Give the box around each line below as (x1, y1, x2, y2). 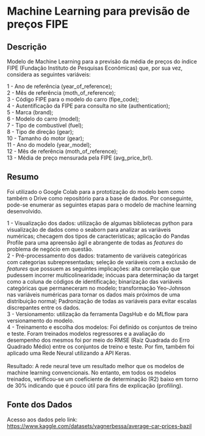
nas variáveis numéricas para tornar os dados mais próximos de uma (7, 290, 181, 298)
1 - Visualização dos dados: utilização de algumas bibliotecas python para (7, 219, 193, 227)
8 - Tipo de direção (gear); (7, 128, 74, 135)
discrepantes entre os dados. (7, 304, 81, 311)
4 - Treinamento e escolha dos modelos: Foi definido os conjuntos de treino (7, 323, 198, 331)
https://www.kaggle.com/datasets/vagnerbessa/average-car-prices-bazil (7, 422, 192, 429)
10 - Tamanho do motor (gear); (7, 135, 84, 142)
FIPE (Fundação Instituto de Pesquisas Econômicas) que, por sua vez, (7, 64, 182, 72)
